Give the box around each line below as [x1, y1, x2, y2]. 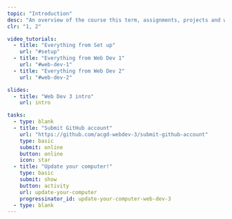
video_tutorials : [7, 35, 57, 42]
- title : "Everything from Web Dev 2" [13, 67, 126, 75]
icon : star [19, 157, 51, 164]
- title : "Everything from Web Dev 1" [13, 55, 126, 62]
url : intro [19, 99, 51, 106]
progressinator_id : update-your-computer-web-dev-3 [19, 195, 171, 202]
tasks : [7, 112, 26, 119]
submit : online [19, 144, 64, 151]
